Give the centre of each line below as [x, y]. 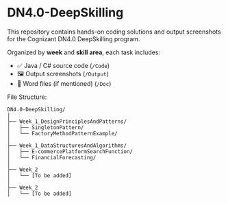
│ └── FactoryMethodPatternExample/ [62, 133]
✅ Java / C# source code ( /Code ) [63, 65]
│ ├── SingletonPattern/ [46, 127]
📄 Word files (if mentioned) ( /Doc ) [64, 83]
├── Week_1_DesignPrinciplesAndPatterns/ [67, 122]
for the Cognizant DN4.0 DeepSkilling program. [74, 38]
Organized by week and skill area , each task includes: [84, 52]
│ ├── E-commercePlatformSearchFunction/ [70, 151]
